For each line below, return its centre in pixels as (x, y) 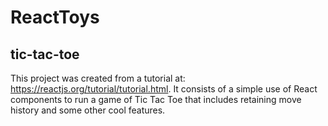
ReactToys (55, 17)
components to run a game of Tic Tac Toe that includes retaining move (156, 99)
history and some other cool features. (88, 110)
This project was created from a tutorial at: (98, 78)
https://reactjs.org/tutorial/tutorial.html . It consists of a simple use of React (164, 89)
